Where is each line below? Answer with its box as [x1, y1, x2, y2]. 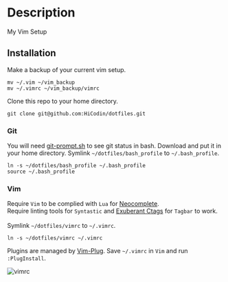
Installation [7, 47, 56, 59]
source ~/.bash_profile [7, 168, 76, 176]
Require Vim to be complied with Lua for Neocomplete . [7, 200, 159, 208]
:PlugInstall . [7, 254, 46, 262]
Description [7, 5, 76, 21]
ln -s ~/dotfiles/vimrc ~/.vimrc [7, 235, 103, 242]
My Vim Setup [7, 27, 47, 36]
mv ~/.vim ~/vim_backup [7, 79, 76, 86]
